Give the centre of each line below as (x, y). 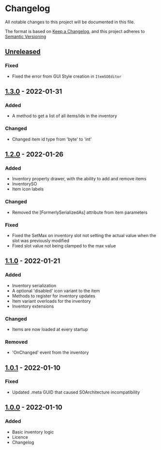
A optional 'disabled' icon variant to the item (56, 291)
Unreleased (23, 52)
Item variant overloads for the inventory (51, 301)
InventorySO (24, 184)
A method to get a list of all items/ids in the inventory (65, 116)
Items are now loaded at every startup (50, 329)
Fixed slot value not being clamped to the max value (64, 245)
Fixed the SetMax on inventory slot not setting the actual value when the (84, 235)
